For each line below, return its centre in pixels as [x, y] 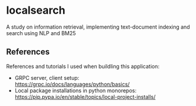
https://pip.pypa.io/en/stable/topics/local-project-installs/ [85, 96]
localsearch [36, 10]
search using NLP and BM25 [41, 33]
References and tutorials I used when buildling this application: [83, 66]
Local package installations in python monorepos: [75, 91]
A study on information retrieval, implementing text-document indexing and [98, 27]
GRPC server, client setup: [47, 77]
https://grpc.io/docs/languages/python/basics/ [72, 84]
